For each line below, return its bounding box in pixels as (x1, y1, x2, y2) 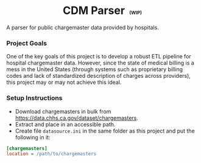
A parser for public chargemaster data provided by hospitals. (6, 24, 160, 31)
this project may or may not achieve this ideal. (6, 78, 122, 86)
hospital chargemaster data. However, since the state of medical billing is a (6, 59, 195, 67)
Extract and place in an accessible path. (15, 120, 116, 128)
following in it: (15, 133, 51, 140)
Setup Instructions (6, 94, 63, 102)
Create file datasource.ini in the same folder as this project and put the (15, 127, 195, 134)
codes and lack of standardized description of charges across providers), (6, 72, 191, 80)
